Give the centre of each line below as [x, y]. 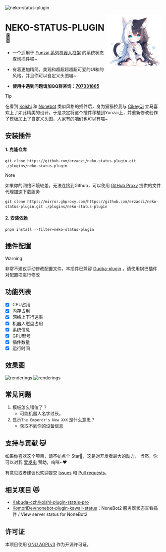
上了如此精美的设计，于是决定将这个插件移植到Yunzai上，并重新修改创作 [83, 112]
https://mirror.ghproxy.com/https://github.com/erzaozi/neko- [93, 202]
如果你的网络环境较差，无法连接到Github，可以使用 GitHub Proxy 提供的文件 [83, 185]
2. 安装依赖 [17, 218]
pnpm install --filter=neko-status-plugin [50, 229]
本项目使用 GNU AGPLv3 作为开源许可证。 [48, 544]
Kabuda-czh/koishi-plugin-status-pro [51, 502]
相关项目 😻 [22, 490]
